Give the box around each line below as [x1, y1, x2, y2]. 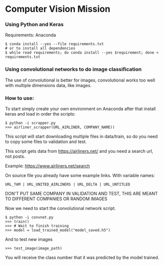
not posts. [5, 153, 25, 159]
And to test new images [5, 236, 53, 242]
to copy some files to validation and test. [5, 139, 87, 145]
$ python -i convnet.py [5, 215, 54, 220]
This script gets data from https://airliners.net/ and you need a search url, [5, 148, 153, 154]
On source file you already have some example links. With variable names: [5, 173, 155, 178]
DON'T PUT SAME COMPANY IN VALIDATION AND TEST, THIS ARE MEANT [5, 191, 158, 197]
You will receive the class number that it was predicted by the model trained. [5, 255, 160, 261]
